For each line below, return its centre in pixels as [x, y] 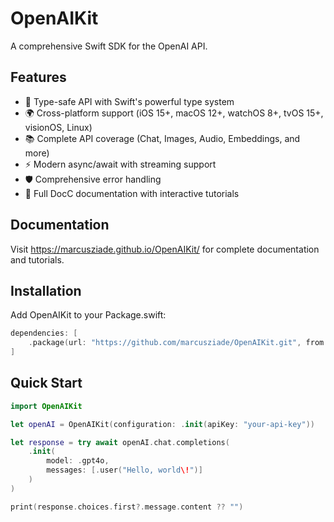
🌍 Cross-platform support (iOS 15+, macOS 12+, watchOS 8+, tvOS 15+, [174, 113]
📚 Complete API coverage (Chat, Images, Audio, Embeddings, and [162, 138]
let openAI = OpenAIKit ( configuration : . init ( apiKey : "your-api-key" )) [162, 424]
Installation [46, 290]
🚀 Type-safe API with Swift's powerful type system [129, 101]
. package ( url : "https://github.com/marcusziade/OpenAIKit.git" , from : [178, 343]
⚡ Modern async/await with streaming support [120, 164]
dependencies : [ [44, 333]
